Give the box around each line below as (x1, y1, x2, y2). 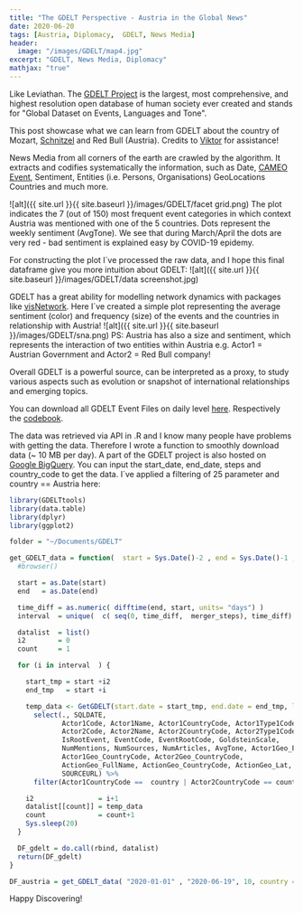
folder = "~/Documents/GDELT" (9, 537, 124, 547)
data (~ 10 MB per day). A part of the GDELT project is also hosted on (9, 449, 267, 460)
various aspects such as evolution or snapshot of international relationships (9, 376, 290, 387)
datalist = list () (17, 627, 91, 637)
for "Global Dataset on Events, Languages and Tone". (9, 108, 207, 118)
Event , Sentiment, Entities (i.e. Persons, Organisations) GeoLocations (9, 171, 266, 182)
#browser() (17, 562, 59, 571)
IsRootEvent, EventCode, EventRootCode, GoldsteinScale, (61, 736, 280, 745)
